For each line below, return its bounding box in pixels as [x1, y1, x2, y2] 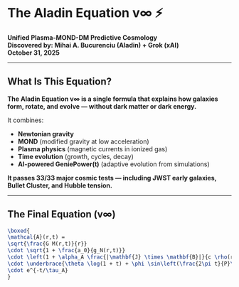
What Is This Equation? [7, 75, 112, 88]
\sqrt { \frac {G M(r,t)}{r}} [7, 240, 87, 248]
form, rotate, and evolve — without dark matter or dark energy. [7, 102, 197, 110]
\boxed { [7, 227, 31, 234]
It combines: [7, 116, 44, 124]
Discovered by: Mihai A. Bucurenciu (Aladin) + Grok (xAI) [7, 40, 179, 49]
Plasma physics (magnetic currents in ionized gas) [17, 144, 168, 153]
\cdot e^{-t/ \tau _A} [7, 266, 69, 274]
